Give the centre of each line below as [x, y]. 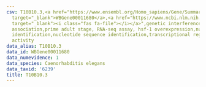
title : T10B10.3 [27, 75]
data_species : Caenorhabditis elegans [56, 63]
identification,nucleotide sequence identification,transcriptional [101, 35]
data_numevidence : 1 [33, 58]
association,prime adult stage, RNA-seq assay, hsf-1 [82, 29]
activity [23, 40]
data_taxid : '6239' [31, 69]
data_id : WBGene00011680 [38, 52]
